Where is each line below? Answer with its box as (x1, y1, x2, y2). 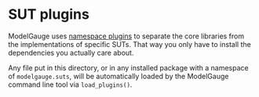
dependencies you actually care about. (8, 48, 134, 57)
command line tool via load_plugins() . (8, 80, 133, 89)
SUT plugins (8, 5, 90, 23)
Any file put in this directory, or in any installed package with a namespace (8, 63, 249, 72)
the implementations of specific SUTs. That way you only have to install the (8, 39, 251, 48)
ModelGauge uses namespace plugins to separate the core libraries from (8, 31, 245, 41)
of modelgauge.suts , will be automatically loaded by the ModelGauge (8, 71, 229, 81)
